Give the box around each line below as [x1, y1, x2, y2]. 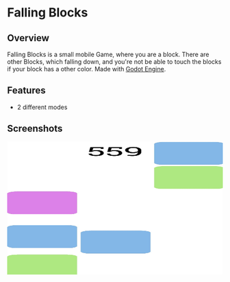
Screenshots [7, 123, 63, 134]
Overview [7, 32, 50, 44]
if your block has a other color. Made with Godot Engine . [7, 65, 166, 73]
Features [7, 84, 46, 97]
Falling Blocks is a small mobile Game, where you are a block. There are [7, 50, 209, 58]
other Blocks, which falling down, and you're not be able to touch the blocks [7, 58, 222, 66]
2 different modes [16, 103, 68, 111]
